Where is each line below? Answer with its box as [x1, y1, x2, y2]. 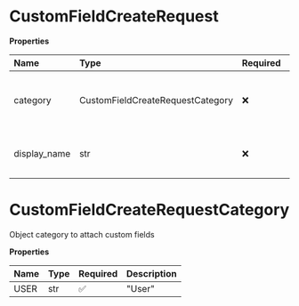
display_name [13, 147, 71, 159]
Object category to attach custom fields [9, 229, 155, 239]
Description [125, 267, 177, 279]
